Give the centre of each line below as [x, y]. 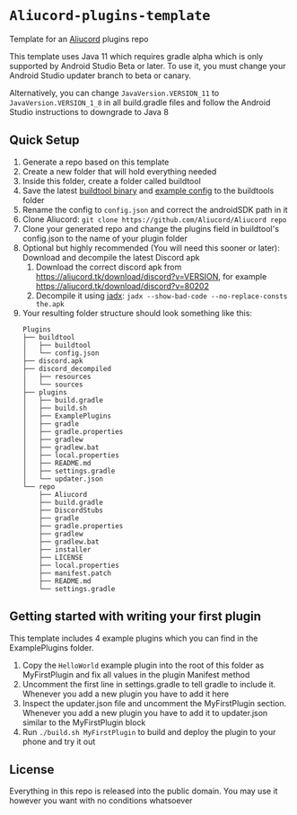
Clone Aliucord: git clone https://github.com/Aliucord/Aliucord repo [154, 219]
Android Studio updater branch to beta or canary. [100, 75]
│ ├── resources [57, 376]
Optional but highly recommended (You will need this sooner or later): [151, 248]
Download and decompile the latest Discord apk [111, 257]
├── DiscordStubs [71, 510]
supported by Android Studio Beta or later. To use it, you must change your [148, 66]
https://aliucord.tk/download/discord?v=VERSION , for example [151, 276]
